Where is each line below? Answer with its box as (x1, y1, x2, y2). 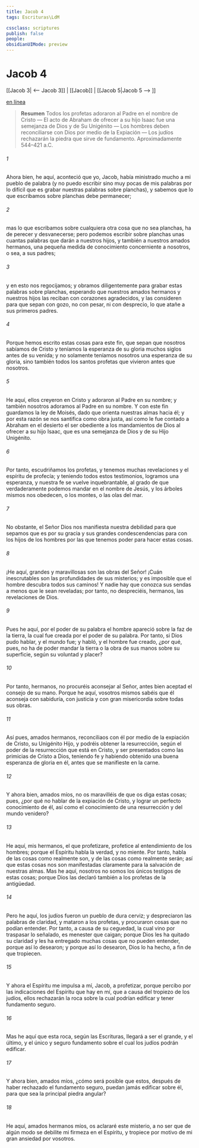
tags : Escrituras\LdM (6, 14, 60, 20)
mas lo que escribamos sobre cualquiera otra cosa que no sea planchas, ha (6, 224, 191, 232)
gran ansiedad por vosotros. (6, 1135, 75, 1142)
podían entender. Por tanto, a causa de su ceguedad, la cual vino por (6, 924, 175, 932)
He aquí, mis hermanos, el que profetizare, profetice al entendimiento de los (6, 842, 192, 849)
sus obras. (6, 702, 32, 709)
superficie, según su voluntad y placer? (6, 650, 103, 658)
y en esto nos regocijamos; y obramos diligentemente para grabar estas (6, 282, 182, 289)
